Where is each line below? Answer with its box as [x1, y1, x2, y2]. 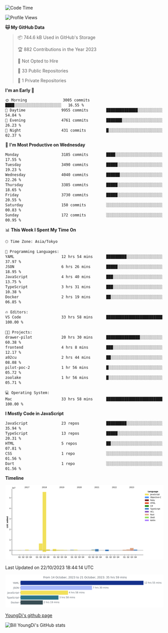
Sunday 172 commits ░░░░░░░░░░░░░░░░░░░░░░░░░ [5, 213, 163, 218]
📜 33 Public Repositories [17, 68, 69, 74]
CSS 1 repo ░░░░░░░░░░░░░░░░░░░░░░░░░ [5, 451, 163, 456]
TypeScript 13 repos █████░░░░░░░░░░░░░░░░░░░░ [5, 431, 163, 436]
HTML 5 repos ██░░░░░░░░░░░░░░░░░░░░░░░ [5, 441, 163, 446]
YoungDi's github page [5, 612, 53, 618]
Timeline [5, 475, 24, 481]
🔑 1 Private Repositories [17, 78, 67, 83]
